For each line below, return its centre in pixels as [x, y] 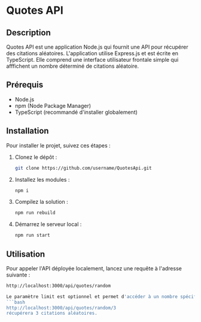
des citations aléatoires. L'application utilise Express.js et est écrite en [92, 53]
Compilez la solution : [41, 202]
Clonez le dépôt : [36, 157]
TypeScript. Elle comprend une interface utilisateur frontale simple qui [92, 60]
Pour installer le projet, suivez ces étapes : [58, 145]
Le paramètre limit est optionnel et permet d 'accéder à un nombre [92, 297]
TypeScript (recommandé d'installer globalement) [76, 112]
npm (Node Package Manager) [53, 106]
